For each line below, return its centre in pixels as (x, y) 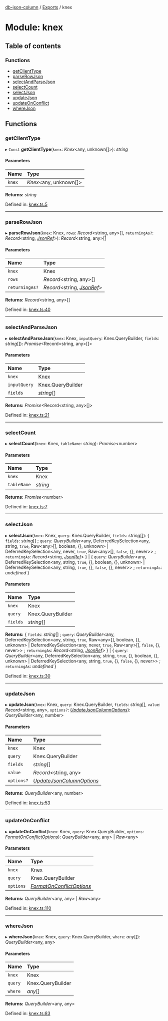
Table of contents (33, 46)
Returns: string (21, 194)
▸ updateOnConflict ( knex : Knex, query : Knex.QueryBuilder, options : (74, 831)
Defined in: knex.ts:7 (26, 507)
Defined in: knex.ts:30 (28, 676)
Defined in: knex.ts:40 (28, 309)
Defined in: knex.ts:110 (28, 908)
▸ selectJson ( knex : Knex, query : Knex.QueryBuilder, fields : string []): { (77, 535)
